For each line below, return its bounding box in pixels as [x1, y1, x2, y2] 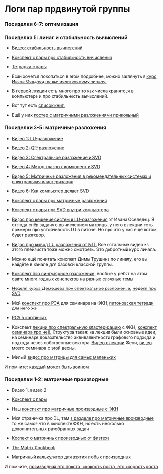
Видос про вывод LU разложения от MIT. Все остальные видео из [11, 241, 149, 247]
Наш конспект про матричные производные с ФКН [11, 406, 119, 412]
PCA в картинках [11, 314, 47, 320]
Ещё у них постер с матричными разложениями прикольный [11, 112, 139, 118]
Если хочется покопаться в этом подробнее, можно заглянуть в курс [11, 73, 157, 79]
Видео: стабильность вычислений [11, 45, 83, 51]
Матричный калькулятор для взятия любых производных [11, 454, 131, 460]
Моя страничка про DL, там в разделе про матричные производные [11, 415, 154, 421]
